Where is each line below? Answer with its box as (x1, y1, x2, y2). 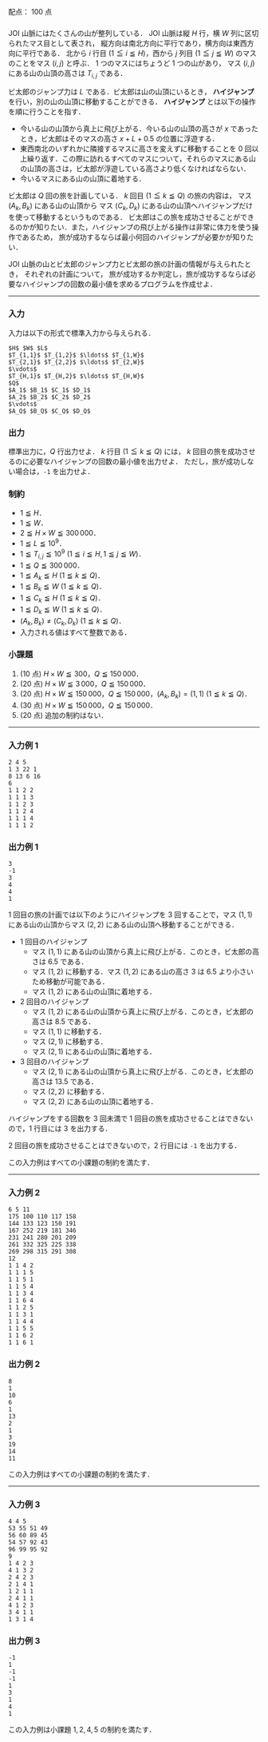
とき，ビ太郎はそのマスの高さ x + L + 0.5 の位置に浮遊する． (19, 134, 219, 143)
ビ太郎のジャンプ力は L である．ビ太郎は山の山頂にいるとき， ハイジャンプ (8, 86, 254, 96)
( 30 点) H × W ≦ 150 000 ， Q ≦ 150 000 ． (19, 700, 158, 710)
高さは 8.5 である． (31, 1017, 96, 1026)
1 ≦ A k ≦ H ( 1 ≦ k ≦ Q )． (19, 570, 105, 582)
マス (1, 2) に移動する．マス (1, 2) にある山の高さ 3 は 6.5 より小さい (31, 967, 254, 977)
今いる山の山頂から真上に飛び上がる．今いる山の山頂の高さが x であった (19, 123, 259, 134)
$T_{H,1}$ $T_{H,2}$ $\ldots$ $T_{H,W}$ (8, 372, 145, 380)
